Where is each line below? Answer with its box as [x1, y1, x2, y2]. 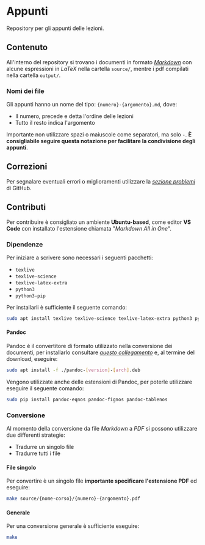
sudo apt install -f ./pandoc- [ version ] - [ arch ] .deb [6, 367, 140, 374]
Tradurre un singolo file [15, 443, 74, 451]
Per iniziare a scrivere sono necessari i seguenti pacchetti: [6, 254, 154, 261]
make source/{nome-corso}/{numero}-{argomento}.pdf [6, 495, 140, 502]
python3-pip [15, 292, 46, 299]
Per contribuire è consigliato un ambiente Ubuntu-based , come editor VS [6, 218, 191, 226]
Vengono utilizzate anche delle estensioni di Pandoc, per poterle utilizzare [6, 378, 193, 385]
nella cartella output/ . [6, 72, 61, 79]
